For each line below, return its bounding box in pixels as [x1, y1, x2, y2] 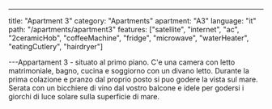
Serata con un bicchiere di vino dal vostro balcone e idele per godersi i [8, 83, 244, 93]
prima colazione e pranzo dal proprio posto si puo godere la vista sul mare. [8, 74, 258, 84]
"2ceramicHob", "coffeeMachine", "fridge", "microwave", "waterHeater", [8, 33, 249, 43]
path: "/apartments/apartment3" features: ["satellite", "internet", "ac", [8, 25, 240, 34]
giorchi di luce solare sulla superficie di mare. [8, 92, 160, 101]
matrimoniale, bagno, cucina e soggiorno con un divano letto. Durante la [8, 66, 249, 75]
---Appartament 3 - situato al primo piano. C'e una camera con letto [8, 57, 236, 67]
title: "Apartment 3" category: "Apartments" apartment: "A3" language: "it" [8, 16, 257, 25]
